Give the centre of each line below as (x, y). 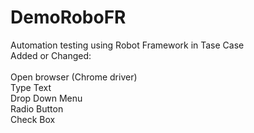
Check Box (33, 119)
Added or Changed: (51, 55)
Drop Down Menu (46, 98)
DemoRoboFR (68, 17)
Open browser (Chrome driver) (74, 77)
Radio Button (37, 108)
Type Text (31, 87)
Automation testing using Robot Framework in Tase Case (127, 45)
